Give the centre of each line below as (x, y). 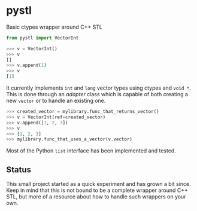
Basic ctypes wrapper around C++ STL (54, 27)
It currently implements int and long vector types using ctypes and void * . (99, 88)
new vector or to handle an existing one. (56, 101)
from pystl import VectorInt (43, 38)
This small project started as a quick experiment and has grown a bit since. (99, 184)
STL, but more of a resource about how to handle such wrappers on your (96, 197)
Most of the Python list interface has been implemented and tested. (91, 151)
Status (19, 169)
